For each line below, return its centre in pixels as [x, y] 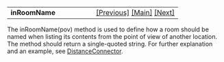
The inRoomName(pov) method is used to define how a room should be [108, 29]
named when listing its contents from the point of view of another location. [112, 36]
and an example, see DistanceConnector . [65, 51]
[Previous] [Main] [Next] [135, 13]
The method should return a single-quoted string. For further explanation [110, 44]
